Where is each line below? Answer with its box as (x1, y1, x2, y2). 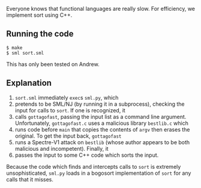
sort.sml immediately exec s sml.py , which (14, 94, 119, 101)
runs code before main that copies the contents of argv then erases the (14, 126, 190, 133)
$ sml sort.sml (6, 50, 44, 56)
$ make (6, 44, 23, 50)
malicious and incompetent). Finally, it (14, 145, 109, 152)
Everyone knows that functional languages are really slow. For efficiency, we (6, 5, 196, 12)
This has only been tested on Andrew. (6, 60, 100, 68)
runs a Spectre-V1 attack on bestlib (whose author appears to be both (14, 138, 190, 146)
